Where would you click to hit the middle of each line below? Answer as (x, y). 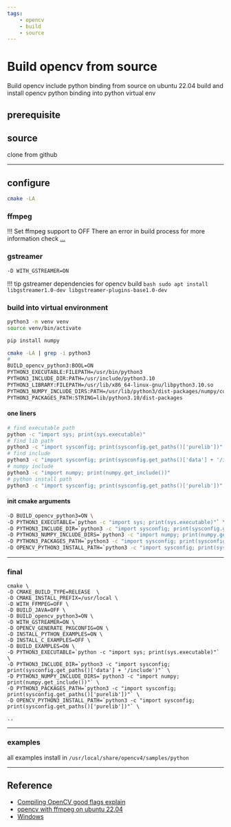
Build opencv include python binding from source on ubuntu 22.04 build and (115, 86)
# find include (29, 454)
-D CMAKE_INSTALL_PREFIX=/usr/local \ (63, 598)
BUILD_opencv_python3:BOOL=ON (51, 366)
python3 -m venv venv (38, 322)
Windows (30, 817)
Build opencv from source (82, 67)
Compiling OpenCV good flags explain (71, 802)
